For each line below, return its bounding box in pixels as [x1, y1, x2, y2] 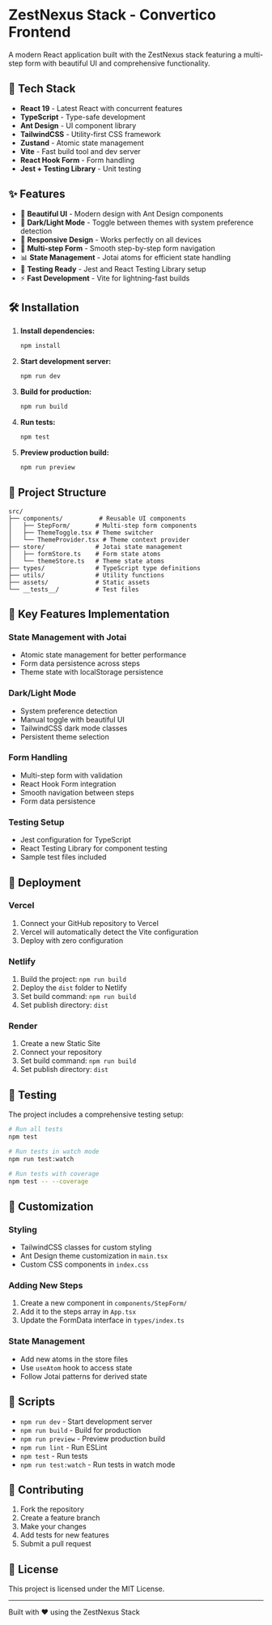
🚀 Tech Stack [8, 82, 76, 96]
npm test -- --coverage [8, 1177, 89, 1186]
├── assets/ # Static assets [8, 578, 151, 586]
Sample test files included [19, 852, 107, 862]
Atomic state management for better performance [19, 650, 187, 660]
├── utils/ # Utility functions [8, 571, 164, 579]
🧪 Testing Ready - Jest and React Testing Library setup [19, 264, 206, 273]
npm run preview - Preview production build [19, 1434, 166, 1443]
